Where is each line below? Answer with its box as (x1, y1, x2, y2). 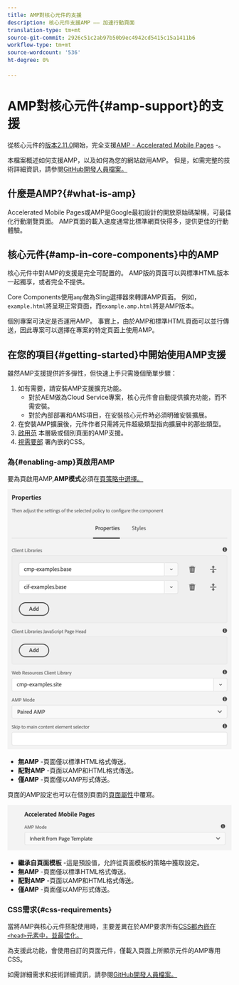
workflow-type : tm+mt (7, 41, 72, 49)
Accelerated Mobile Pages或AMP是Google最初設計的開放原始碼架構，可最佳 (7, 207, 232, 217)
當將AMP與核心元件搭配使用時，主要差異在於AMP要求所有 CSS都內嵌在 (7, 922, 216, 931)
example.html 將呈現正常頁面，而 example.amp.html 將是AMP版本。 (7, 301, 198, 310)
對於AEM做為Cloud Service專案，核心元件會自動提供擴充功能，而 (28, 393, 221, 402)
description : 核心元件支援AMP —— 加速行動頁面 (7, 19, 135, 26)
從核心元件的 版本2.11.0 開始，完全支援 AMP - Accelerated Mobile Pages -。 (7, 140, 225, 149)
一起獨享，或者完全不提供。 (7, 278, 89, 287)
